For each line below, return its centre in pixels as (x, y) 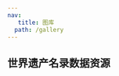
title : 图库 (36, 22)
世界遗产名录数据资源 (59, 63)
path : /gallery (39, 29)
